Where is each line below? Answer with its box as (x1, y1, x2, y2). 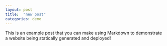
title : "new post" (5, 12, 46, 17)
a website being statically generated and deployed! (5, 35, 111, 41)
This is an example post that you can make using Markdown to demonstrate (5, 30, 162, 36)
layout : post (5, 7, 33, 12)
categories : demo (5, 16, 42, 21)
